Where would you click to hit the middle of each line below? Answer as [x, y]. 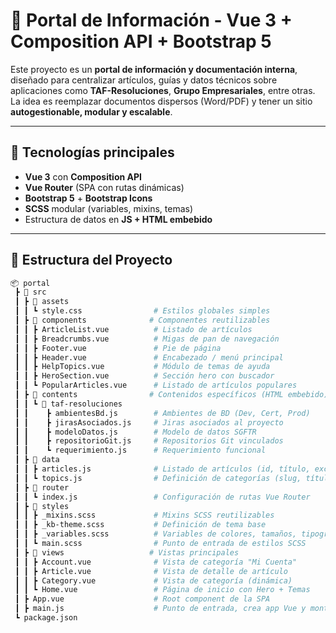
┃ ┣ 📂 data [37, 460]
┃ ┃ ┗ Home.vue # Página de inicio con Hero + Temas [162, 590]
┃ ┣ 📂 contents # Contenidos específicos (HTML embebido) [171, 395]
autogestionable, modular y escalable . [91, 111]
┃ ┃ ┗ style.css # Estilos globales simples [142, 311]
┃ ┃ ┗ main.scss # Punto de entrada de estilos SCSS [160, 544]
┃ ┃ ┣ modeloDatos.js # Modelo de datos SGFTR [135, 432]
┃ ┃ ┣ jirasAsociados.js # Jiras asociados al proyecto [149, 422]
